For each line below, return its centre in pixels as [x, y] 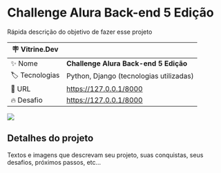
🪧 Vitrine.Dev [35, 49]
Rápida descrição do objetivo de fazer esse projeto [80, 32]
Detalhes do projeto [50, 138]
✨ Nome [24, 63]
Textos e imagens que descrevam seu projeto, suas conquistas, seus [105, 155]
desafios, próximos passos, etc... [54, 162]
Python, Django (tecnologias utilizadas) [130, 76]
